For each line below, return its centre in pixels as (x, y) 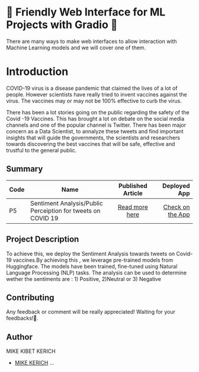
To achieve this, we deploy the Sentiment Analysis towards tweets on (91, 254)
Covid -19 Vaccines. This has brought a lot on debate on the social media (95, 118)
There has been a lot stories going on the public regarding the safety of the (98, 112)
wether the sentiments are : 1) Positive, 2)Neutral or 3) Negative (84, 279)
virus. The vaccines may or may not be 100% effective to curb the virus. (94, 101)
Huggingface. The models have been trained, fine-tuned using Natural (92, 266)
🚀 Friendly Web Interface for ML (86, 12)
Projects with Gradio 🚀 (62, 25)
